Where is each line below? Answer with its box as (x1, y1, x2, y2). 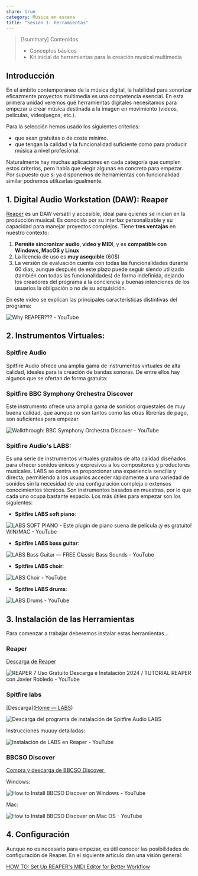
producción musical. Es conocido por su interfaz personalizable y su (6, 216, 173, 224)
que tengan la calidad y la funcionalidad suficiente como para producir (14, 141, 187, 148)
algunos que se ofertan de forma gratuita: (6, 374, 108, 382)
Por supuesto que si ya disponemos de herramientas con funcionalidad (6, 171, 180, 178)
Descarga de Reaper (6, 658, 56, 665)
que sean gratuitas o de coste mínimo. (14, 134, 108, 142)
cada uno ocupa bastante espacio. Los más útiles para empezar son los (6, 493, 181, 500)
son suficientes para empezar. (6, 415, 80, 422)
